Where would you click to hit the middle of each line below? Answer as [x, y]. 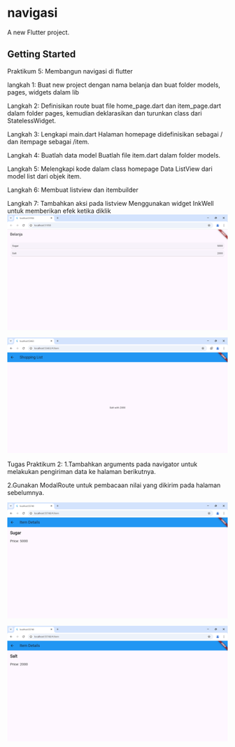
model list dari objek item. [44, 176]
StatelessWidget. [32, 120]
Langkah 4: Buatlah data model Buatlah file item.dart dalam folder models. [114, 155]
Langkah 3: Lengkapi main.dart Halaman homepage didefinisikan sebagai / [115, 134]
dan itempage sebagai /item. [48, 141]
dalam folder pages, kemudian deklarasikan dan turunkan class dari [105, 113]
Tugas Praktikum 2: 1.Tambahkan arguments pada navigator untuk [102, 464]
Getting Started [42, 54]
